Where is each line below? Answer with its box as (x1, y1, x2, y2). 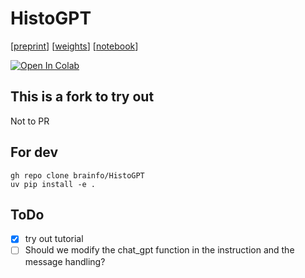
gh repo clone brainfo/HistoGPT (10, 170, 145, 181)
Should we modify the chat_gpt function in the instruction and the (24, 244, 295, 256)
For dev (10, 144, 59, 161)
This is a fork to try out (10, 88, 155, 106)
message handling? (24, 255, 106, 267)
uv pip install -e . (10, 179, 97, 189)
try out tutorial (24, 233, 84, 245)
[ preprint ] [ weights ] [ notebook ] (10, 40, 139, 52)
